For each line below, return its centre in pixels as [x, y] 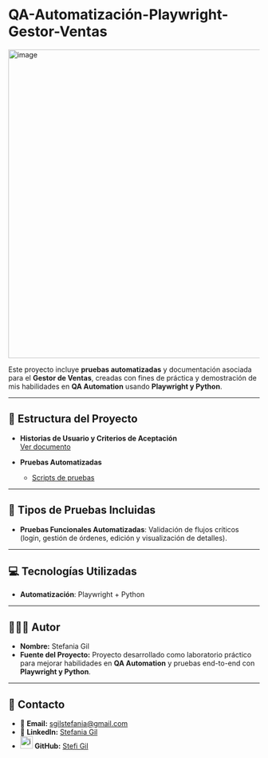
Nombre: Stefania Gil [55, 646]
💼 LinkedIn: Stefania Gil [59, 732]
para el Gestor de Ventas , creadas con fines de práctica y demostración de [132, 377]
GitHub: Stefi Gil [62, 746]
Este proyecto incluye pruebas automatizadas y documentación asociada [130, 369]
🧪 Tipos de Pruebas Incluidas [82, 510]
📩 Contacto [37, 704]
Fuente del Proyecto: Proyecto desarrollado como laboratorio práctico [136, 655]
